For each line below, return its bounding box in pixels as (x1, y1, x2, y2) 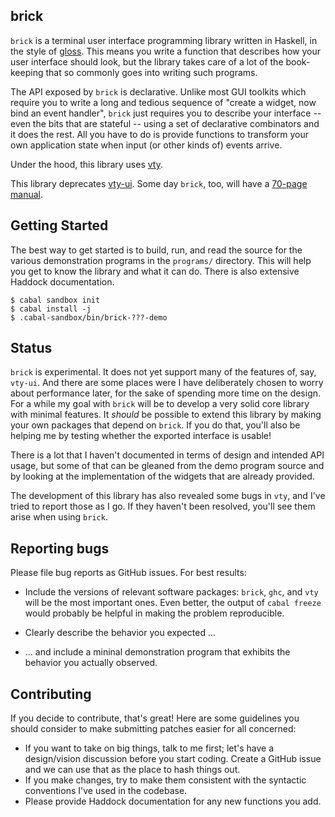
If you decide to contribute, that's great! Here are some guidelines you (10, 712, 300, 724)
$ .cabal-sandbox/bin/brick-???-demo (10, 312, 168, 323)
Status (10, 340, 53, 357)
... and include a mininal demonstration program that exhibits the (24, 646, 291, 658)
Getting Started (10, 217, 109, 234)
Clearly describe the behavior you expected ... (24, 627, 217, 639)
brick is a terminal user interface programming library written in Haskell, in (10, 34, 318, 46)
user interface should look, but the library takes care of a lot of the (10, 55, 284, 68)
